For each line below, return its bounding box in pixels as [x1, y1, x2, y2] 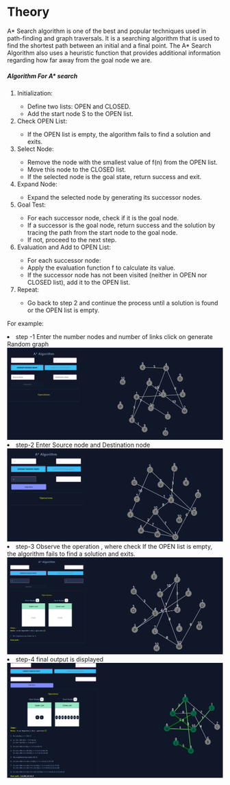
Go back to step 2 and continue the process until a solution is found [27, 298, 218, 307]
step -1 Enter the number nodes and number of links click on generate [16, 332, 214, 340]
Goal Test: [16, 200, 47, 209]
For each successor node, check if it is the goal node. [27, 213, 179, 222]
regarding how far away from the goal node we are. [7, 56, 152, 64]
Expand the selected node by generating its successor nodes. [27, 193, 202, 201]
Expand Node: [16, 180, 57, 188]
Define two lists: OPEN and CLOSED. [27, 102, 131, 110]
